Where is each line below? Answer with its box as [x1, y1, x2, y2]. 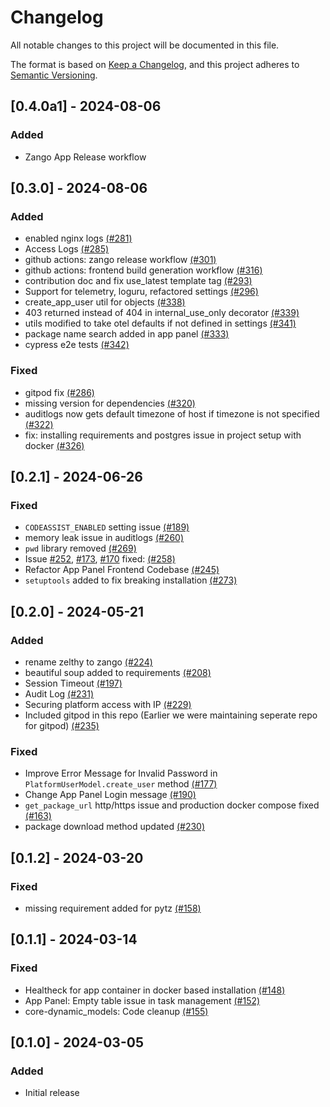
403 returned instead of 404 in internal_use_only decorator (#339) [24, 307, 300, 319]
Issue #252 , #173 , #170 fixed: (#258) [24, 553, 176, 565]
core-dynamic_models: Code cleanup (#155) [24, 1005, 209, 1017]
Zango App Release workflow [24, 151, 147, 163]
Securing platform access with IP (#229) [24, 698, 192, 710]
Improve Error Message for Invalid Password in [24, 767, 218, 780]
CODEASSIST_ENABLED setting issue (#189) [24, 521, 190, 533]
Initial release [24, 1087, 80, 1099]
